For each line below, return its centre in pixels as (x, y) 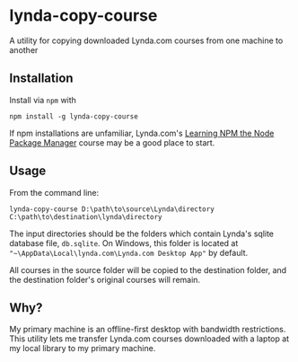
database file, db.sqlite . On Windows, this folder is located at (124, 243)
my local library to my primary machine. (83, 349)
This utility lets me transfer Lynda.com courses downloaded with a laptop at (149, 339)
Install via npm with (43, 100)
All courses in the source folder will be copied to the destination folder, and (148, 269)
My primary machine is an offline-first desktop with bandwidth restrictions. (148, 330)
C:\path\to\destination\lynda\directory (86, 216)
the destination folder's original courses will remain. (105, 279)
